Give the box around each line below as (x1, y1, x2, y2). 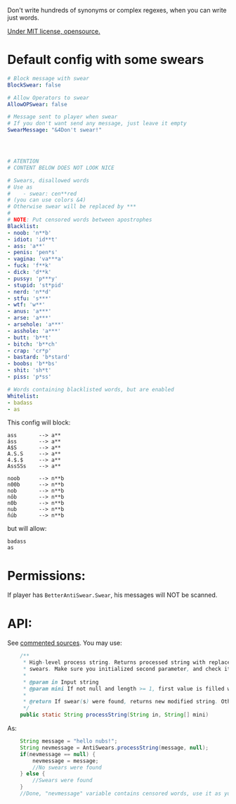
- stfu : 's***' (7, 295, 52, 302)
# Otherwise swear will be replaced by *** (7, 203, 137, 211)
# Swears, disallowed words (7, 177, 90, 184)
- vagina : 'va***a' (7, 256, 65, 263)
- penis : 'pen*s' (7, 249, 58, 256)
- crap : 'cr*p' (7, 347, 52, 354)
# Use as (7, 183, 33, 191)
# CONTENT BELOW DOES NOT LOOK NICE (7, 164, 114, 171)
